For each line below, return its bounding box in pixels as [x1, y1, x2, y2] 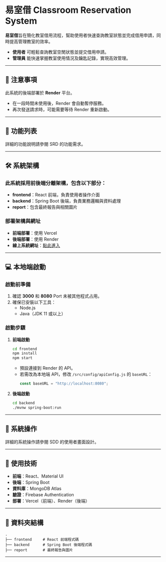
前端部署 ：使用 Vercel [12, 230, 57, 236]
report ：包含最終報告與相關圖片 [12, 204, 78, 210]
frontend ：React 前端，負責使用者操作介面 [12, 192, 100, 198]
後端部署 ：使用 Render [12, 236, 59, 242]
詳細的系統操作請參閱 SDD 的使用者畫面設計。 [5, 438, 99, 445]
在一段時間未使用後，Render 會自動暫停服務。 [12, 100, 106, 106]
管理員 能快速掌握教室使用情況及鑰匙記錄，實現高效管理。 [12, 55, 131, 61]
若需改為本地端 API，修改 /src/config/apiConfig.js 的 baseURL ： [19, 371, 152, 377]
